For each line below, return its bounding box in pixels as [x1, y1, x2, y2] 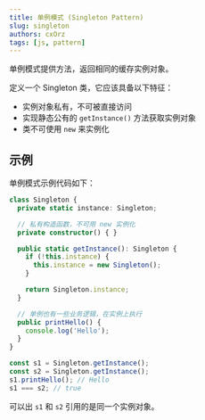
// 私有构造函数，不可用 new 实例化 [17, 219, 136, 228]
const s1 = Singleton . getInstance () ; [9, 358, 150, 368]
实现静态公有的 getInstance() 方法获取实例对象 [21, 112, 196, 123]
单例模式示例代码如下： [9, 177, 95, 188]
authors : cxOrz [9, 29, 66, 38]
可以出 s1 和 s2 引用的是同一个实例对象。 [9, 400, 160, 411]
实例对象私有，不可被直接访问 [21, 102, 132, 112]
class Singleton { [9, 195, 78, 205]
